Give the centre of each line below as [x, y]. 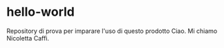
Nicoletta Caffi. [28, 38]
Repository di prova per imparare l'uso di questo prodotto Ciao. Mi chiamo [112, 31]
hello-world [41, 12]
